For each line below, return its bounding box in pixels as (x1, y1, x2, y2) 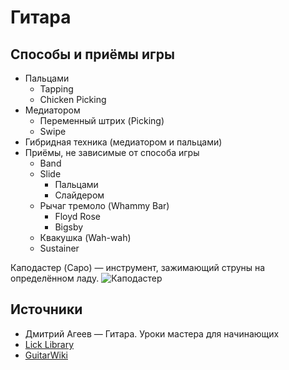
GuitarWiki (24, 349, 68, 361)
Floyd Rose (54, 211, 102, 222)
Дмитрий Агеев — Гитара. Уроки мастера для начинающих (24, 327, 280, 340)
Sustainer (39, 242, 80, 254)
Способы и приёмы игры (10, 46, 175, 63)
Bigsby (54, 221, 84, 233)
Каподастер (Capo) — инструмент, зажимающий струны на (10, 262, 266, 273)
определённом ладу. (10, 272, 100, 284)
